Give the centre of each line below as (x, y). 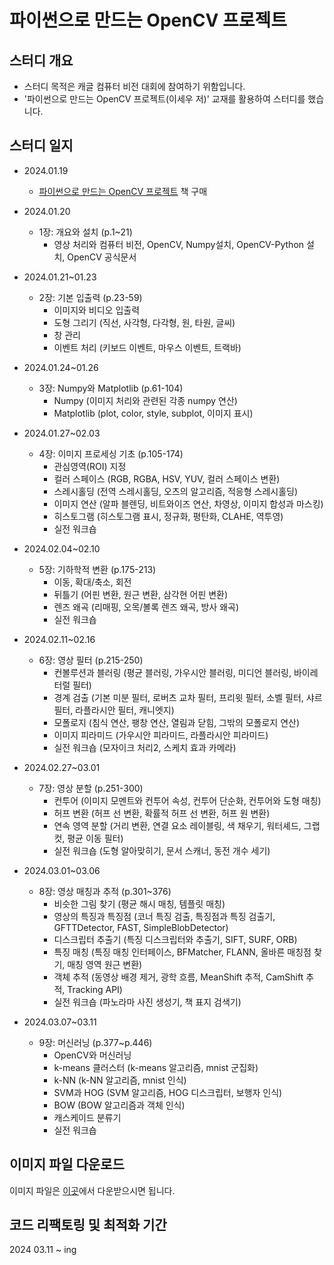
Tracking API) (95, 989)
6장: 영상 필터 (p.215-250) (91, 660)
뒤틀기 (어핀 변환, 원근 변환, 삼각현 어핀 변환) (141, 594)
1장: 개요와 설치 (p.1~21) (85, 232)
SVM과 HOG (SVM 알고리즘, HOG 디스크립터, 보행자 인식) (168, 1092)
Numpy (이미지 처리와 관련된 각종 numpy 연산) (145, 400)
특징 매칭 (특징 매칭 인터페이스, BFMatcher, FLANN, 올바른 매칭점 (182, 952)
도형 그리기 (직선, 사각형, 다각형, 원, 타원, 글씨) (144, 322)
